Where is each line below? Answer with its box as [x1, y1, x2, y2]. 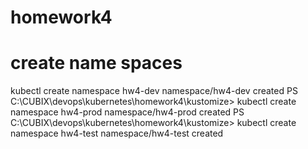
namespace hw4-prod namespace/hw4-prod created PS [10, 106, 245, 118]
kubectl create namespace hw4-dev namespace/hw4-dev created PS [10, 85, 298, 97]
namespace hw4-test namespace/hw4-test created [10, 127, 224, 140]
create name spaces [10, 52, 183, 75]
